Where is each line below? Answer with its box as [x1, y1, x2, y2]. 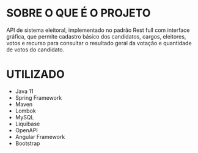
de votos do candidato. [6, 46, 65, 53]
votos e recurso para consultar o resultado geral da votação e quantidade [6, 39, 192, 47]
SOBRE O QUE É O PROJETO [6, 6, 151, 20]
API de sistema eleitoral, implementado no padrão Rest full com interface [6, 26, 190, 34]
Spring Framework [15, 94, 62, 101]
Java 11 [15, 88, 34, 95]
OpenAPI [15, 126, 38, 134]
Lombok [15, 107, 37, 114]
